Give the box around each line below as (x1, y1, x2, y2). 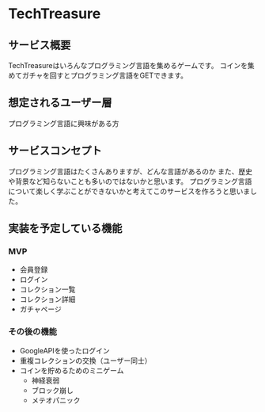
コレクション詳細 (19, 295, 76, 304)
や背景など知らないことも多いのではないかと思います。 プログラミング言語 (8, 176, 252, 186)
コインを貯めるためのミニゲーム (19, 365, 124, 375)
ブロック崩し (31, 385, 74, 395)
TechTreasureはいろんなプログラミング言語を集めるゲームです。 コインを (8, 61, 248, 70)
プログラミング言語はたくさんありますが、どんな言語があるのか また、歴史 (8, 166, 253, 176)
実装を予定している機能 (8, 222, 123, 235)
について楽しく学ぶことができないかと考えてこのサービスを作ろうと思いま (8, 186, 251, 196)
